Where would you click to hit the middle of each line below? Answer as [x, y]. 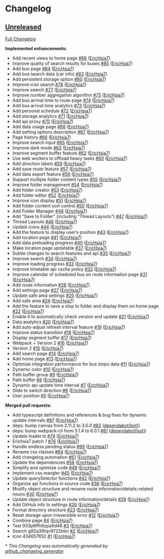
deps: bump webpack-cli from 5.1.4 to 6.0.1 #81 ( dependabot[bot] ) [79, 431]
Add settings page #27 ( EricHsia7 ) [47, 290]
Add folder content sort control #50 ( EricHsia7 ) [60, 206]
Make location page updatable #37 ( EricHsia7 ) [60, 248]
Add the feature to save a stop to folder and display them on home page [85, 306]
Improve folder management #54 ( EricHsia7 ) [58, 185]
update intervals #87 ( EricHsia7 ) [45, 420]
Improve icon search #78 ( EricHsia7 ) [49, 84]
